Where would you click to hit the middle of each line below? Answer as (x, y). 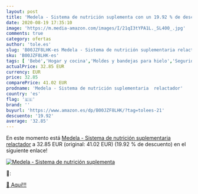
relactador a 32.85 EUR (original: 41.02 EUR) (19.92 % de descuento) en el (96, 144)
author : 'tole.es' (29, 45)
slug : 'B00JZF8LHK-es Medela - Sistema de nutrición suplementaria (91, 50)
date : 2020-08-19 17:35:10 (39, 22)
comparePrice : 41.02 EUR (37, 83)
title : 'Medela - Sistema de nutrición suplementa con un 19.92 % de (93, 17)
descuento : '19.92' (30, 116)
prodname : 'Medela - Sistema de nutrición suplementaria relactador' (95, 88)
